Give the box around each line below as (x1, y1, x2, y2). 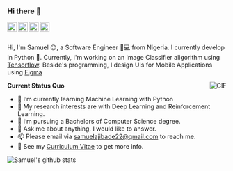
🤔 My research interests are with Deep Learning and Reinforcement (17, 102, 211, 111)
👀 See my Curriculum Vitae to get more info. (17, 142, 144, 151)
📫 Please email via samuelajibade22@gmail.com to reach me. (17, 132, 196, 141)
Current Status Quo (7, 81, 65, 90)
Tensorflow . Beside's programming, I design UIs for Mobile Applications (7, 60, 213, 69)
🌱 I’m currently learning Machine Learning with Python (17, 95, 174, 104)
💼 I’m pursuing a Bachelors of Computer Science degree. (17, 117, 181, 126)
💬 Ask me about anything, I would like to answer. (17, 124, 156, 133)
